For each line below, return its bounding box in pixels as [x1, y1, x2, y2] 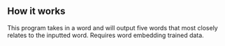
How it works [7, 5, 66, 17]
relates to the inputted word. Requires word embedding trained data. [7, 31, 204, 39]
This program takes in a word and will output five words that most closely [7, 23, 218, 32]
